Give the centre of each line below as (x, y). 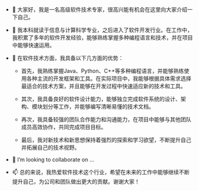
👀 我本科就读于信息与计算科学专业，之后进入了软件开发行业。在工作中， (102, 30)
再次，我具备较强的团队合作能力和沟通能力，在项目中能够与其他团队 (106, 119)
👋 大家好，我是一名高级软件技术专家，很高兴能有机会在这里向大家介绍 (99, 9)
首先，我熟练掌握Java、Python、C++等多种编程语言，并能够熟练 (103, 71)
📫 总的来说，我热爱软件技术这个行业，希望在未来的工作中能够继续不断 (101, 172)
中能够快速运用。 (33, 45)
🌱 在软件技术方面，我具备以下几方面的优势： (68, 58)
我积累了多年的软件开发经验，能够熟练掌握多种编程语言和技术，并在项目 (102, 38)
